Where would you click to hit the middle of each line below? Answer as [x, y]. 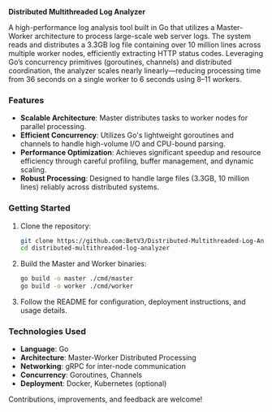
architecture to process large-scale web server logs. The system [143, 36]
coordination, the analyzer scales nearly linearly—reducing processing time [135, 71]
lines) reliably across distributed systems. [90, 187]
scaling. [33, 170]
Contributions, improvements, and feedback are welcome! [106, 399]
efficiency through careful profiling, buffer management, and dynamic [137, 161]
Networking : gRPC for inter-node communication [103, 366]
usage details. [43, 310]
